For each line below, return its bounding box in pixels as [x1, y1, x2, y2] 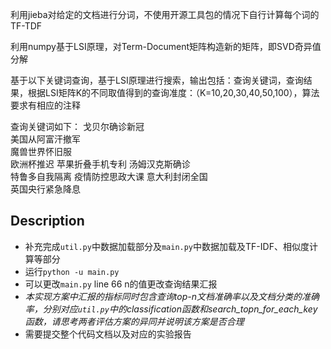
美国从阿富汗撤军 [10, 133, 81, 145]
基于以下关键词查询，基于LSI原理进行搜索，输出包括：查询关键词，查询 [10, 74, 304, 86]
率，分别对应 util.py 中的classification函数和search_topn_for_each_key [24, 303, 318, 315]
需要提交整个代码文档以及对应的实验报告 [24, 328, 192, 340]
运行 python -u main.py [24, 265, 120, 277]
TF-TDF [10, 20, 43, 32]
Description [10, 213, 85, 230]
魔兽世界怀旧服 [10, 146, 72, 157]
